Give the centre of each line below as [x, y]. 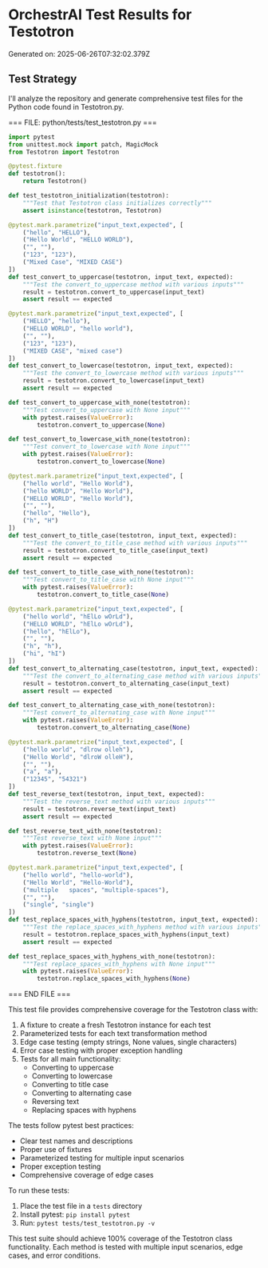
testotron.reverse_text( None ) [87, 854]
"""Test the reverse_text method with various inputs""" [119, 802]
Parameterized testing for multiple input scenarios [102, 1158]
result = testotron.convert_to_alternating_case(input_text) [126, 683]
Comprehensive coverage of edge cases [87, 1175]
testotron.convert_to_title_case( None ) [103, 594]
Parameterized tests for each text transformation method [113, 1034]
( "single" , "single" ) [58, 905]
